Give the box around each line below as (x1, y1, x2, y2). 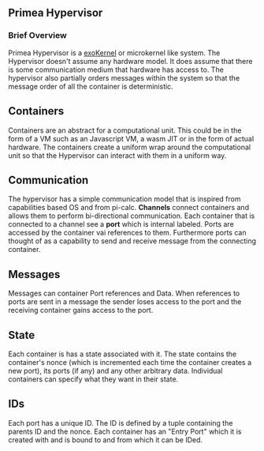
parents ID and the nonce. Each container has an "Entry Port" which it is (8, 427, 242, 436)
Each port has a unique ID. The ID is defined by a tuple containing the (8, 418, 233, 427)
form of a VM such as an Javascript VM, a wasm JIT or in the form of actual (8, 133, 255, 143)
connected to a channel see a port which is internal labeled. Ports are (8, 220, 234, 229)
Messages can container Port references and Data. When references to (8, 288, 240, 299)
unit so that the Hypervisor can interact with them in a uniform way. (8, 150, 227, 160)
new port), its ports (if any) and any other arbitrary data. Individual (8, 366, 223, 375)
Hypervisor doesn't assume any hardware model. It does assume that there (8, 56, 253, 66)
